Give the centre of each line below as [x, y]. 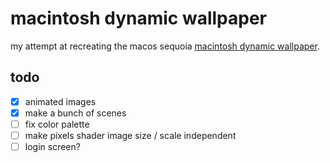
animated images [60, 101]
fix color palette [57, 124]
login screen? [52, 146]
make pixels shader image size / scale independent [130, 135]
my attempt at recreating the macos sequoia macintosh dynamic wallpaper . [165, 46]
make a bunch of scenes [75, 113]
